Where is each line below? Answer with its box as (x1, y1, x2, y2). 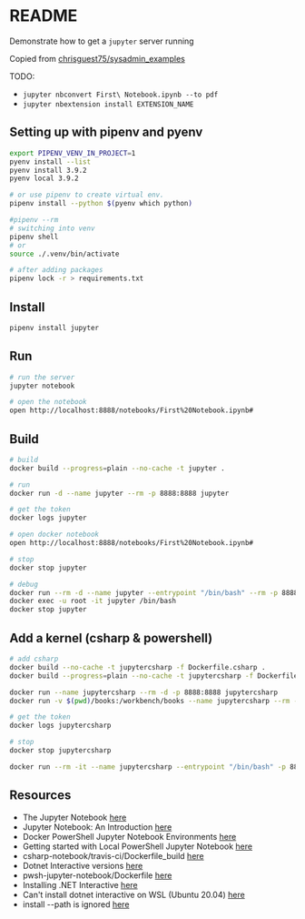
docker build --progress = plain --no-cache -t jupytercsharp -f (9, 671, 254, 681)
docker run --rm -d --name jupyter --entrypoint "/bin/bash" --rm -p (9, 588, 279, 597)
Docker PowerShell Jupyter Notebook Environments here (22, 831, 237, 842)
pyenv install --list (9, 157, 92, 167)
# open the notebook (9, 398, 88, 407)
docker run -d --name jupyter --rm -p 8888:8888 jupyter (9, 489, 230, 498)
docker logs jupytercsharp (9, 721, 112, 731)
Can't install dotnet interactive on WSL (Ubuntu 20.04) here (22, 889, 245, 900)
